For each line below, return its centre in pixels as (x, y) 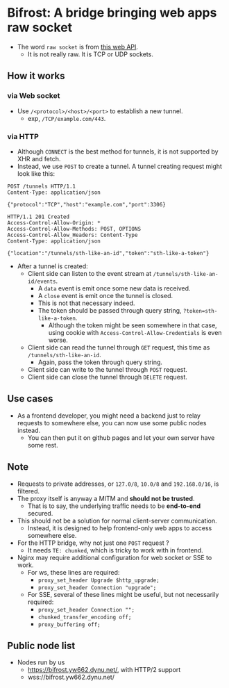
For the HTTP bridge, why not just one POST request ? (93, 543)
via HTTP (23, 136)
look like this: (36, 173)
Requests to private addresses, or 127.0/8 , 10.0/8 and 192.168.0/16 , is (118, 484)
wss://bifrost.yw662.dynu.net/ (71, 677)
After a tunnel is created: (52, 266)
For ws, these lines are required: (74, 572)
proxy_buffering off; (69, 624)
